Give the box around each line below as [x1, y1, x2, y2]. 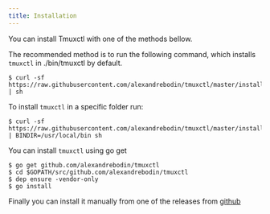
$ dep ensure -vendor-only [8, 175, 99, 183]
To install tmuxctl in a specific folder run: [8, 101, 144, 111]
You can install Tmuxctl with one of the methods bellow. [8, 34, 193, 43]
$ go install [8, 182, 52, 190]
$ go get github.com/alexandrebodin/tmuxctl [8, 161, 160, 169]
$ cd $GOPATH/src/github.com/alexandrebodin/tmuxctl [8, 168, 189, 176]
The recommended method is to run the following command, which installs [8, 49, 256, 59]
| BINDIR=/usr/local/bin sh [8, 131, 103, 139]
